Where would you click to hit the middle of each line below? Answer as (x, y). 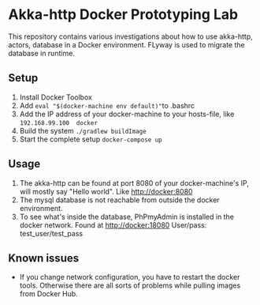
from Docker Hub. (49, 294)
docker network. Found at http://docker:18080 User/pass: (113, 225)
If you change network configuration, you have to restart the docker (130, 277)
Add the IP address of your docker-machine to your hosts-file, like (127, 114)
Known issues (44, 258)
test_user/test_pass (51, 233)
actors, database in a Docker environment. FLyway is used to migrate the (127, 44)
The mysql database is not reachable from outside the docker (119, 200)
